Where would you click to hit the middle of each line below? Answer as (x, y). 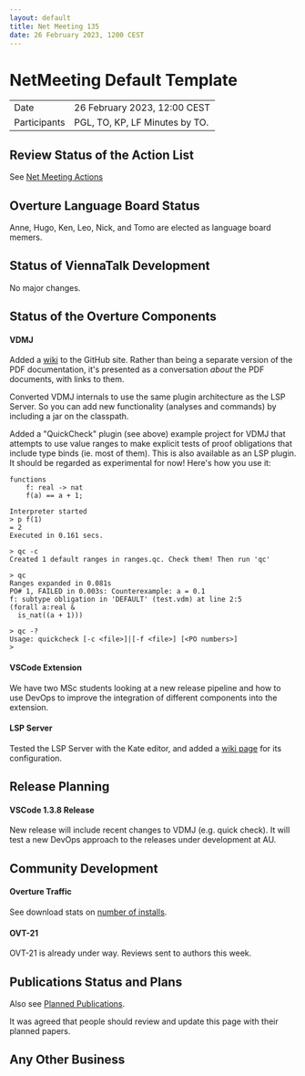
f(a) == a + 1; (55, 496)
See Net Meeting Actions (56, 177)
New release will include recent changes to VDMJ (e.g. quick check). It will (150, 830)
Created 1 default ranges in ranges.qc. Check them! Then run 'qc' (140, 560)
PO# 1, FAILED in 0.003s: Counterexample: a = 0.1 (107, 592)
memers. (26, 237)
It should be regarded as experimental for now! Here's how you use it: (140, 463)
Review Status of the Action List (102, 155)
